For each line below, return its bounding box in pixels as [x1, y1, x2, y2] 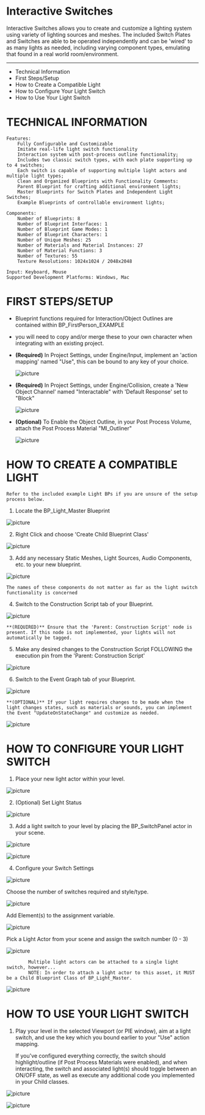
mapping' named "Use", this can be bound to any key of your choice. [15, 358, 189, 365]
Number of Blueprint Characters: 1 [17, 231, 108, 237]
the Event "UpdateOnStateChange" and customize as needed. [6, 710, 160, 716]
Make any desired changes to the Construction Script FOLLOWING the [15, 645, 193, 652]
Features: [6, 135, 32, 142]
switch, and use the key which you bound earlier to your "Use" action [15, 1033, 190, 1041]
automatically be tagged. [6, 635, 72, 641]
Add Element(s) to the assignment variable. [6, 911, 115, 919]
